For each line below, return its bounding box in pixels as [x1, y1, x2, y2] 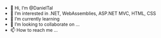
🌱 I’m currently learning [10, 16, 60, 22]
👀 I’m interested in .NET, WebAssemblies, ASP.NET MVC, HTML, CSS [10, 10, 156, 16]
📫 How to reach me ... [10, 27, 58, 33]
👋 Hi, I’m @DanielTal [10, 5, 53, 11]
